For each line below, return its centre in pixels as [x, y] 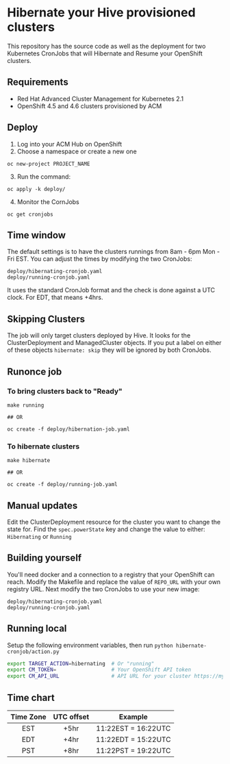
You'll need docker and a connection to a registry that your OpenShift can [111, 574]
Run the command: [43, 177]
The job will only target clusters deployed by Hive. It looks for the [99, 335]
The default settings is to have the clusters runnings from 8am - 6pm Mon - [114, 252]
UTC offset [71, 717]
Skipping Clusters [46, 319]
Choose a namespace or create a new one [77, 151]
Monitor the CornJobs [48, 202]
